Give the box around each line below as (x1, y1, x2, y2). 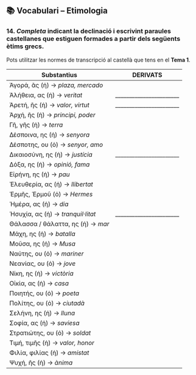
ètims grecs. (6, 42, 44, 51)
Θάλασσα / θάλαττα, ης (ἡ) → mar (9, 220, 110, 228)
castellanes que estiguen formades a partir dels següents (6, 35, 181, 43)
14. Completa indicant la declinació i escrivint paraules (6, 27, 172, 35)
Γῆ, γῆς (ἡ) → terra (9, 120, 63, 129)
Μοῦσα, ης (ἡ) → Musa (9, 239, 76, 248)
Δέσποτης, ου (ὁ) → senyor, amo (9, 140, 103, 149)
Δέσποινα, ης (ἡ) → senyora (9, 130, 90, 139)
